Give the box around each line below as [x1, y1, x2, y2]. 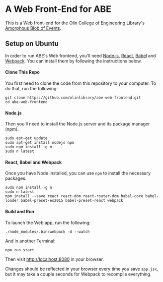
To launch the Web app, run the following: [5, 220, 91, 226]
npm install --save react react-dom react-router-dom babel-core [5, 194, 143, 199]
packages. [5, 175, 27, 181]
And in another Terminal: [5, 238, 56, 244]
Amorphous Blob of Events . [5, 25, 61, 31]
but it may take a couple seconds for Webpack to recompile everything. [5, 271, 152, 277]
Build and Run [5, 208, 35, 214]
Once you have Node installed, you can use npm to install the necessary [5, 170, 151, 176]
